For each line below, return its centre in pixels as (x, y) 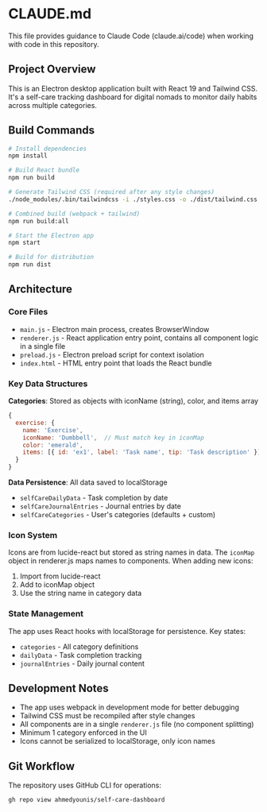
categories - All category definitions (79, 646)
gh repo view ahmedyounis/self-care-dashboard (87, 800)
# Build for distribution (51, 257)
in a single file (43, 346)
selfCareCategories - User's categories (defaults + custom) (118, 515)
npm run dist (30, 265)
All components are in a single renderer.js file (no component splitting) (137, 725)
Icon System (33, 535)
